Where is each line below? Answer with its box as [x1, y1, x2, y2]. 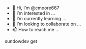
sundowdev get [5, 38, 38, 44]
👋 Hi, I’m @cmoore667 [12, 5, 60, 11]
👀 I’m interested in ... [12, 10, 55, 16]
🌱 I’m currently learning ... [12, 16, 67, 21]
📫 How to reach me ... [12, 27, 60, 32]
